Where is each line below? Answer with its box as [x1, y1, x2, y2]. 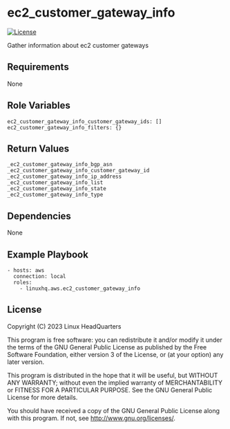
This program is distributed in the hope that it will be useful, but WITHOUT [7, 371, 218, 379]
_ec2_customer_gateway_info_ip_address [7, 173, 122, 181]
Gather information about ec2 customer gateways [7, 41, 149, 49]
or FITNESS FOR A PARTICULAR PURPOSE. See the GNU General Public [7, 385, 213, 394]
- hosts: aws [7, 267, 45, 274]
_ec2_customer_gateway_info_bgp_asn [7, 161, 113, 168]
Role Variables [7, 100, 70, 111]
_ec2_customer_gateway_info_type [7, 192, 104, 199]
